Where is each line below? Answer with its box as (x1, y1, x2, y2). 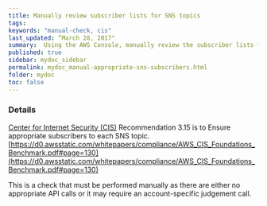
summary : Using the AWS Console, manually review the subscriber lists (8, 41, 254, 49)
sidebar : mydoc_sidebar (8, 56, 87, 64)
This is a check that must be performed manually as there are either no (8, 180, 241, 189)
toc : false (8, 78, 44, 86)
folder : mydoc (8, 71, 56, 79)
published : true (8, 49, 62, 56)
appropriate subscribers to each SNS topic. (8, 130, 150, 140)
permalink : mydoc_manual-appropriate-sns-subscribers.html (8, 64, 208, 72)
